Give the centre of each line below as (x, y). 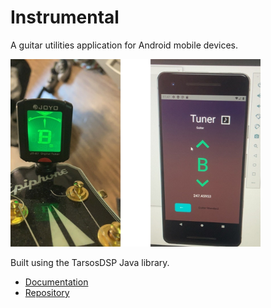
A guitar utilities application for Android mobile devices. (124, 45)
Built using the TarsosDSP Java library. (90, 262)
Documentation (56, 282)
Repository (47, 292)
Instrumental (65, 17)
